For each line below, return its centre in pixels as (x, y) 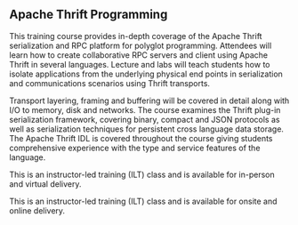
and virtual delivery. (45, 184)
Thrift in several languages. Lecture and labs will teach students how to (140, 64)
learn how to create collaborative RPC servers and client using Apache (139, 55)
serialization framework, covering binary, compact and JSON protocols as (145, 119)
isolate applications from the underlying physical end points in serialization (146, 74)
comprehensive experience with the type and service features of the (135, 148)
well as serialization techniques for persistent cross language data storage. (147, 129)
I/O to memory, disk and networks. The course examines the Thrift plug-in (145, 109)
